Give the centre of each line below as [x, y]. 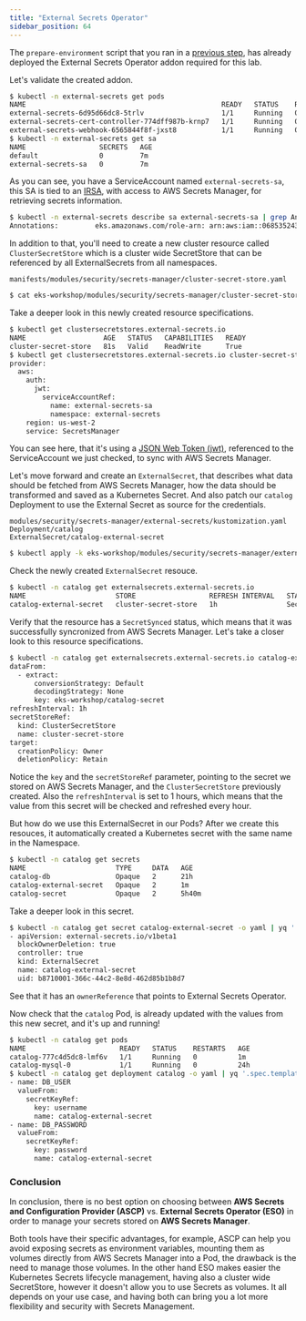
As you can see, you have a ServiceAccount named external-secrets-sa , [147, 181]
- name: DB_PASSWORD [49, 1125]
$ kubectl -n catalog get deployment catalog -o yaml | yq [124, 1074]
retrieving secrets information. [66, 200]
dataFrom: [28, 666]
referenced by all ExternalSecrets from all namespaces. [113, 263]
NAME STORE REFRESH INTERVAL [142, 596]
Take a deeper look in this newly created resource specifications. [132, 312]
